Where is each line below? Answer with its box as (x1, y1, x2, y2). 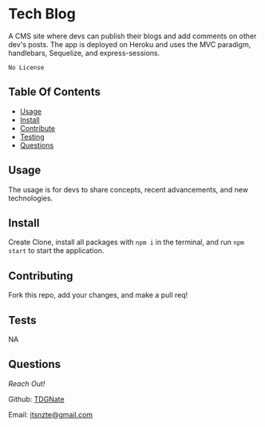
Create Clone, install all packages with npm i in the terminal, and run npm (8, 237, 245, 247)
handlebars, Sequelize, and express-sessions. (8, 48, 160, 57)
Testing (19, 132, 45, 141)
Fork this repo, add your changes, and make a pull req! (8, 291, 188, 300)
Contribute (19, 123, 56, 132)
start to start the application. (8, 246, 105, 255)
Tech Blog (8, 5, 76, 23)
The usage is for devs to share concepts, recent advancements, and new (8, 184, 249, 194)
